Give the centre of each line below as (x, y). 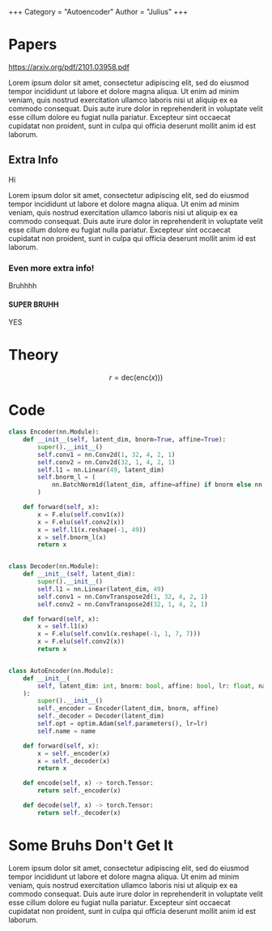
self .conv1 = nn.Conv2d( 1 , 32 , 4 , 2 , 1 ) (106, 455)
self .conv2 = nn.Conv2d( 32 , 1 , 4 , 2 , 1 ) (106, 462)
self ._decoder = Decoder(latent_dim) (101, 716)
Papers (33, 45)
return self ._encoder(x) (79, 791)
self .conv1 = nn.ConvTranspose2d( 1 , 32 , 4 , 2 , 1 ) (123, 597)
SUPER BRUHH (34, 304)
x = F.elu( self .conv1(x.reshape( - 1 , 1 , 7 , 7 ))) (119, 634)
